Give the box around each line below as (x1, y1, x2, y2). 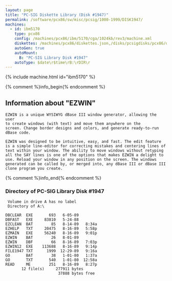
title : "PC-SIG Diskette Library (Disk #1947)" (5, 12, 109, 17)
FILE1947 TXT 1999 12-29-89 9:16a (5, 249, 97, 254)
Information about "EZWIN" (5, 98, 96, 107)
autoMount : (14, 50, 38, 55)
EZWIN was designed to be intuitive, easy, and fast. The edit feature (5, 139, 161, 144)
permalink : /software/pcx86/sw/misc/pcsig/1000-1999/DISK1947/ (5, 17, 143, 22)
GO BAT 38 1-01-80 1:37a (5, 253, 97, 258)
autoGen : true (14, 46, 45, 51)
